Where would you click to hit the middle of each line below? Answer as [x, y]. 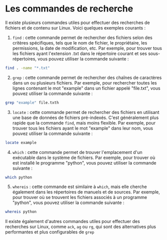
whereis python [21, 212]
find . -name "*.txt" [28, 68]
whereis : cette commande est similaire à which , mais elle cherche [80, 187]
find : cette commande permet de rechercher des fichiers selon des [83, 37]
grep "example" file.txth [32, 102]
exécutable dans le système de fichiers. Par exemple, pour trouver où [84, 157]
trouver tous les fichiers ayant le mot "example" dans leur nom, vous [83, 128]
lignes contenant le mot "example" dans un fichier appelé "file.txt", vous [86, 88]
